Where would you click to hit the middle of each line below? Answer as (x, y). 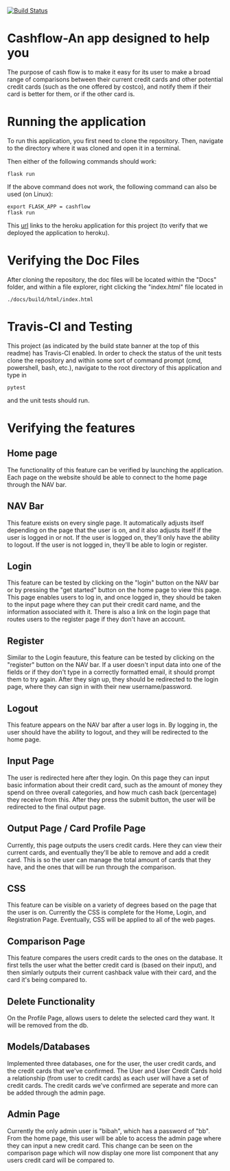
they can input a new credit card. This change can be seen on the (100, 1146)
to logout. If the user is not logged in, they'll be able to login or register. (107, 545)
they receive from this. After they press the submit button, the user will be (111, 799)
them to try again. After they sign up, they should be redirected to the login (113, 679)
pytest (16, 387)
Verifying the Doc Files (73, 261)
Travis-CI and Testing (70, 327)
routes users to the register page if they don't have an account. (96, 620)
